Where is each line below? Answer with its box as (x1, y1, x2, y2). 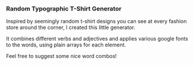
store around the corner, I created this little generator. (6, 24, 135, 31)
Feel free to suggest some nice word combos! (6, 53, 117, 60)
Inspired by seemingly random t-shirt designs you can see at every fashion (6, 18, 187, 25)
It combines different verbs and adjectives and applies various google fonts (6, 35, 189, 42)
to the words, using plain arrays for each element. (6, 41, 126, 48)
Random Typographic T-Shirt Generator (6, 5, 122, 13)
